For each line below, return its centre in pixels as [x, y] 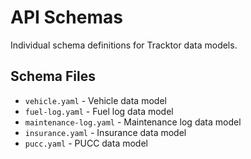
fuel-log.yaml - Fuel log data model [99, 111]
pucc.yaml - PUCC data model [86, 143]
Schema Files [53, 76]
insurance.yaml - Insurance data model [105, 132]
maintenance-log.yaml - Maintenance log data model [133, 122]
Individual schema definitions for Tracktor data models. [124, 45]
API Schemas [66, 17]
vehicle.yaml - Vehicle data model [95, 100]
